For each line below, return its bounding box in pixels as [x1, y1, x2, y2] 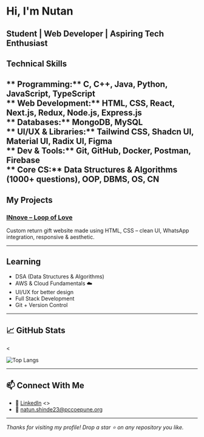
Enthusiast [6, 38, 48, 48]
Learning [6, 256, 41, 267]
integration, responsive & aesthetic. [6, 233, 95, 241]
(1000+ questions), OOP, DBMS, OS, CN [6, 174, 160, 185]
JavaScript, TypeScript [6, 89, 95, 99]
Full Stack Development [15, 295, 75, 302]
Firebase [6, 155, 41, 165]
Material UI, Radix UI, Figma [6, 136, 112, 146]
